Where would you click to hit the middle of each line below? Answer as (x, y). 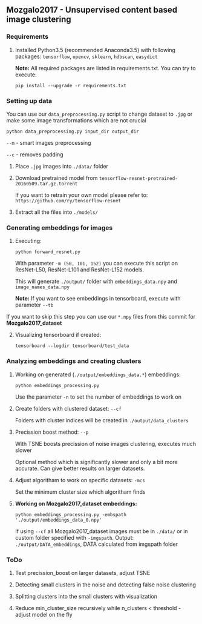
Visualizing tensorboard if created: (58, 335)
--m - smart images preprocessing (49, 142)
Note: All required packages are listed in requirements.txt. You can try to (105, 68)
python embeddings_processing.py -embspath (71, 514)
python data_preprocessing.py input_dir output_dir (73, 131)
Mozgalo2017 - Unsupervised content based (92, 10)
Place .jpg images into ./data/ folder (62, 166)
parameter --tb (34, 305)
